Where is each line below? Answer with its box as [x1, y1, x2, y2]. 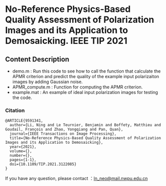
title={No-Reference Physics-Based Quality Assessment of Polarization [9, 136, 162, 141]
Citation [5, 107, 25, 114]
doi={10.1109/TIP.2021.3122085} [9, 162, 77, 167]
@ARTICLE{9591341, [5, 118, 43, 123]
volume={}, [9, 149, 32, 154]
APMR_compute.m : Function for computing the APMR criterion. [12, 84, 143, 90]
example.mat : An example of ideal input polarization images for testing [12, 90, 158, 95]
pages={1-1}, [9, 158, 37, 163]
